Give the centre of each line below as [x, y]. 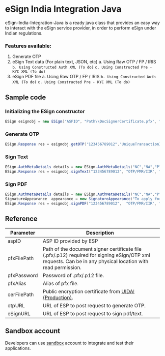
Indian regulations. [24, 33]
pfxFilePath [21, 258]
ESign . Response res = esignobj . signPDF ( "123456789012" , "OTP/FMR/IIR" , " [83, 204]
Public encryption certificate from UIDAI [89, 291]
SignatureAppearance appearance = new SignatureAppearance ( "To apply [79, 199]
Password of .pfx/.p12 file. [73, 275]
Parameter [23, 233]
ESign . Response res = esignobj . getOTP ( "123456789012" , [62, 144]
